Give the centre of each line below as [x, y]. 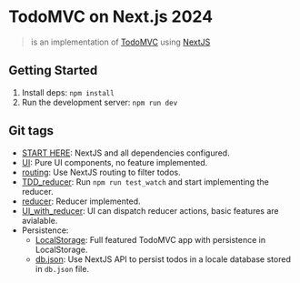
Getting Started [53, 71]
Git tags [31, 131]
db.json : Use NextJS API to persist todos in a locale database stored [163, 259]
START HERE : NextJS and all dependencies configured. [125, 153]
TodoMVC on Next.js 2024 [111, 17]
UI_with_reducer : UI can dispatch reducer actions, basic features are [150, 210]
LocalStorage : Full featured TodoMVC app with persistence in [150, 239]
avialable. [40, 220]
